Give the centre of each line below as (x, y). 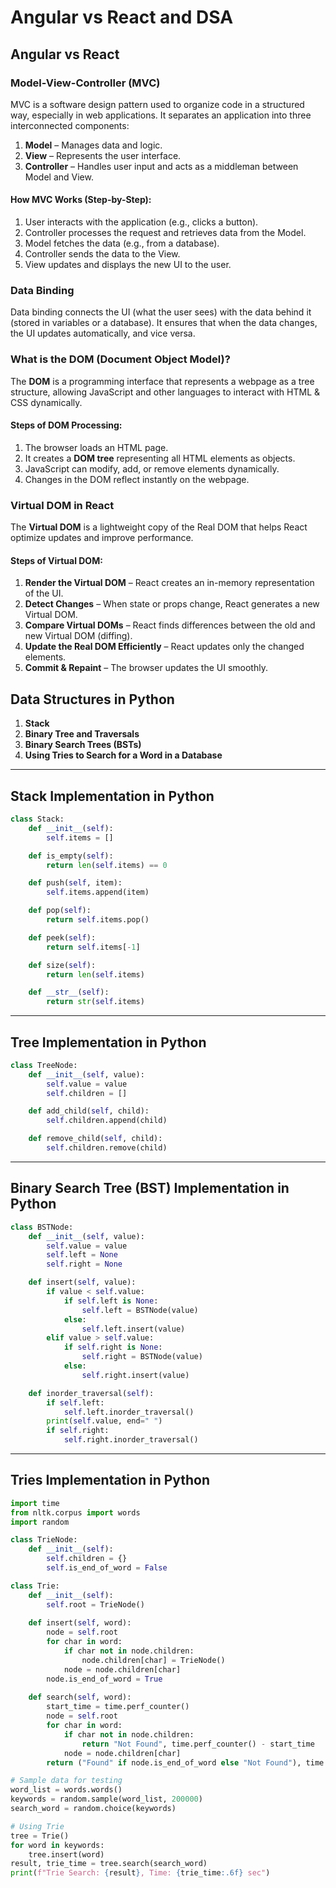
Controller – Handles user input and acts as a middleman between (161, 166)
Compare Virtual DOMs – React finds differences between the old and (170, 625)
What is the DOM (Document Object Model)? (120, 359)
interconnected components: (70, 125)
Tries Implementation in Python (110, 1480)
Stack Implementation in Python (112, 796)
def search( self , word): (80, 1697)
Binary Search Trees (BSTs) (83, 745)
